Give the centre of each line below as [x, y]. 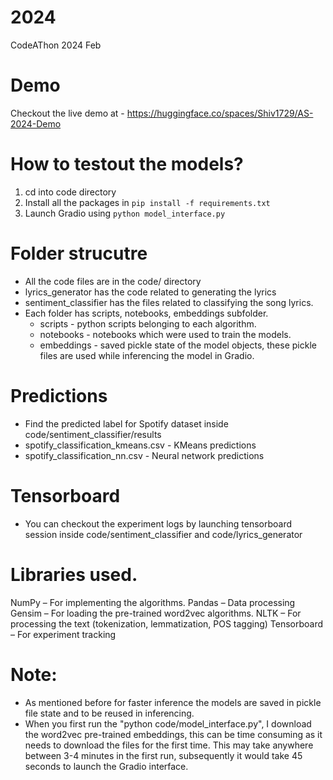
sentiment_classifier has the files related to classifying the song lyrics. [169, 302]
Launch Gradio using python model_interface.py [125, 213]
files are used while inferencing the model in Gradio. [147, 355]
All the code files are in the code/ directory [113, 281]
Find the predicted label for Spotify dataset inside [126, 423]
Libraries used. [74, 574]
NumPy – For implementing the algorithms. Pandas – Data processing [153, 602]
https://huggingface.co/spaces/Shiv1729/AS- [220, 113]
